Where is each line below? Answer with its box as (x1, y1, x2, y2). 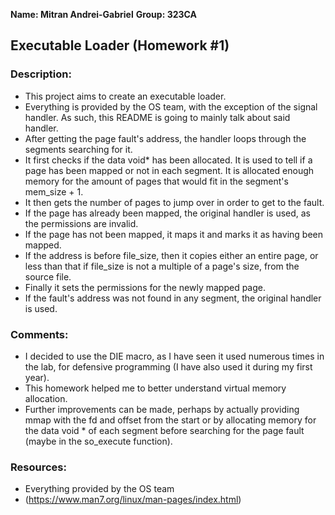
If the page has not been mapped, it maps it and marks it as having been (24, 228, 323, 240)
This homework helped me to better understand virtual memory (24, 382, 287, 394)
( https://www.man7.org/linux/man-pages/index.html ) (24, 494, 242, 506)
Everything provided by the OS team (24, 483, 175, 495)
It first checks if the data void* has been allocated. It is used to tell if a (24, 154, 313, 166)
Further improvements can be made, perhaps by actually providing (24, 403, 300, 415)
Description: (10, 67, 72, 81)
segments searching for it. (24, 143, 133, 155)
